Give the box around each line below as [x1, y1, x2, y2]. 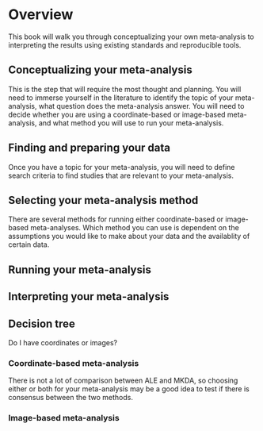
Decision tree [8, 317, 75, 330]
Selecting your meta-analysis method [8, 193, 199, 207]
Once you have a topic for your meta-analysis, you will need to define [8, 162, 235, 171]
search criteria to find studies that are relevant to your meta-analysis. [8, 171, 234, 180]
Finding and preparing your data [8, 141, 171, 155]
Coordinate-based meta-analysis [8, 357, 139, 368]
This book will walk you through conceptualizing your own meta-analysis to [8, 32, 255, 41]
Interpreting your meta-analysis [8, 290, 170, 303]
